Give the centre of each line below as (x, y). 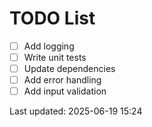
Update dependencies (69, 69)
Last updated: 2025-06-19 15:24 (76, 111)
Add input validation (65, 91)
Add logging (49, 46)
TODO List (52, 18)
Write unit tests (55, 57)
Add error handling (62, 80)
